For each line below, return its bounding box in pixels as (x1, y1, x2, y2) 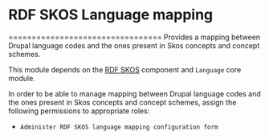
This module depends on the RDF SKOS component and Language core (8, 64, 242, 74)
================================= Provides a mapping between (8, 32, 261, 42)
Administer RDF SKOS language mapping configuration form (19, 123, 218, 131)
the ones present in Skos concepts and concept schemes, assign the (8, 97, 237, 107)
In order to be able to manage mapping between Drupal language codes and (8, 88, 261, 98)
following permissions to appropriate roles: (8, 106, 150, 116)
